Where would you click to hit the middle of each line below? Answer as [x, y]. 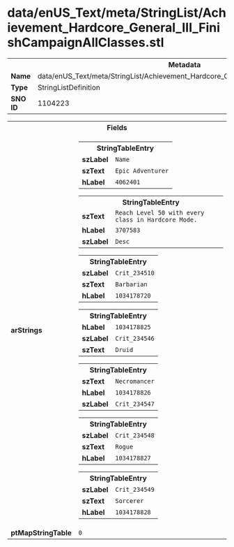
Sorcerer [129, 501]
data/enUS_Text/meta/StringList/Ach [117, 13]
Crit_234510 [134, 273]
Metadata [185, 64]
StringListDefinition [69, 87]
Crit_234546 [134, 338]
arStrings [27, 330]
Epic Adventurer [142, 170]
